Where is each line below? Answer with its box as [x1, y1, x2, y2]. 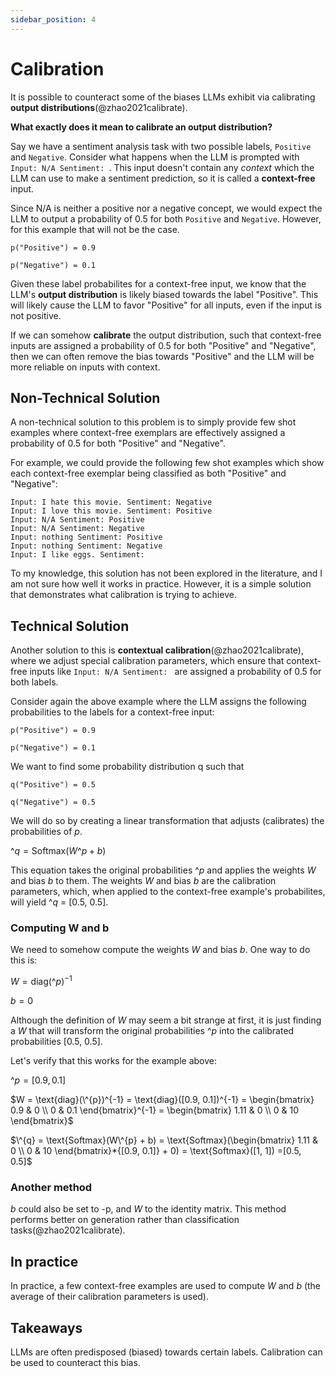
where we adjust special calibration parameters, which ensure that [10, 655, 285, 667]
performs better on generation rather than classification [10, 1214, 240, 1226]
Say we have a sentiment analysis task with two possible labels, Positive [10, 140, 312, 152]
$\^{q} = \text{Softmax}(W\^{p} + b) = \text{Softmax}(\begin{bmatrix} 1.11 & [10, 1134, 319, 1146]
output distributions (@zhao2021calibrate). [10, 101, 188, 113]
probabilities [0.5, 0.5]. [10, 1036, 103, 1048]
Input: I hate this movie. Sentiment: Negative [10, 497, 213, 508]
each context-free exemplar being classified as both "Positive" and [10, 467, 287, 480]
